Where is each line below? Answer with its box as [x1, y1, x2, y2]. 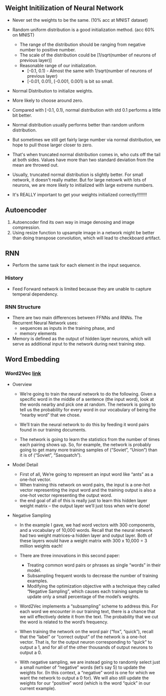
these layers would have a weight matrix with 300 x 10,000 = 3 [19, 537, 147, 543]
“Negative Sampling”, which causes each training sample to [27, 588, 149, 594]
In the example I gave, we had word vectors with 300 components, [19, 522, 156, 528]
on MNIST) [12, 32, 35, 38]
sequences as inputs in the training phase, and [19, 325, 115, 331]
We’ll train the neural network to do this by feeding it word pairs [19, 421, 149, 427]
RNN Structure [5, 304, 41, 310]
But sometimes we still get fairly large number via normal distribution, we [12, 136, 161, 142]
